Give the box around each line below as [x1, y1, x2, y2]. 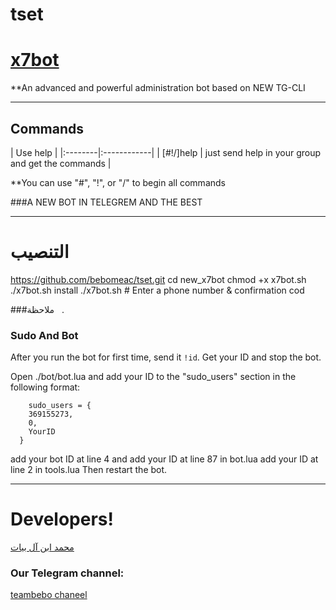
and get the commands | [10, 157, 112, 169]
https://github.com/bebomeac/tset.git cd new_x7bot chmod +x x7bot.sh [10, 273, 307, 285]
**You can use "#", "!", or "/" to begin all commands [10, 176, 226, 188]
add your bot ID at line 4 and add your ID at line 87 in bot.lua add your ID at [10, 453, 319, 465]
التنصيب [10, 241, 70, 263]
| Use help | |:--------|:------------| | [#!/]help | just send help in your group [10, 146, 322, 158]
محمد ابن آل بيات [10, 541, 75, 553]
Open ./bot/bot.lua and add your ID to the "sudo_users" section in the [10, 371, 297, 383]
